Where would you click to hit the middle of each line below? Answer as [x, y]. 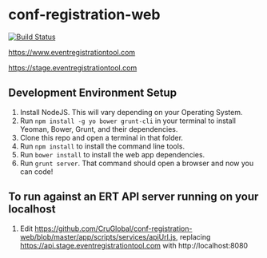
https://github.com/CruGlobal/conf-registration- [114, 228]
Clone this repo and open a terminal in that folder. [102, 137]
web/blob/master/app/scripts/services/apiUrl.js [98, 236]
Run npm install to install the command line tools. [102, 146]
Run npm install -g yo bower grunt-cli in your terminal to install [128, 121]
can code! [36, 171]
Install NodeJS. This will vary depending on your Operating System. [131, 112]
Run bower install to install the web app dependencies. [112, 154]
